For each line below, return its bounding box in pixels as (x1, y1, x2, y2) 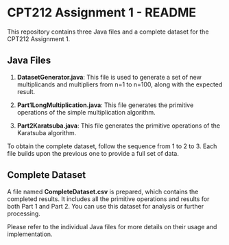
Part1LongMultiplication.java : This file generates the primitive (16, 101, 194, 109)
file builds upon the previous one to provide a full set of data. (7, 149, 180, 157)
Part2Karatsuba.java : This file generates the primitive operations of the (16, 121, 221, 130)
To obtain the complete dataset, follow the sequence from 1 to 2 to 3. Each (7, 142, 217, 150)
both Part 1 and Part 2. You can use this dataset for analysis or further (7, 202, 204, 210)
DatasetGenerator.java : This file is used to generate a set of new (16, 73, 202, 81)
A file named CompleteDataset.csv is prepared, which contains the (7, 187, 199, 196)
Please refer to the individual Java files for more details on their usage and (7, 222, 217, 231)
